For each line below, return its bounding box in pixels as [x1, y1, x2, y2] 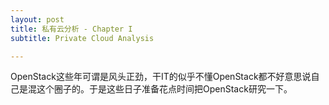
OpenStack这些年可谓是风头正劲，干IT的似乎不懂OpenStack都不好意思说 [10, 71, 312, 83]
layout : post [10, 14, 65, 25]
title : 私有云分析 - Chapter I [10, 24, 133, 34]
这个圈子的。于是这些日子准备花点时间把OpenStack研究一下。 [36, 83, 293, 95]
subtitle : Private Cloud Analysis [10, 33, 155, 43]
